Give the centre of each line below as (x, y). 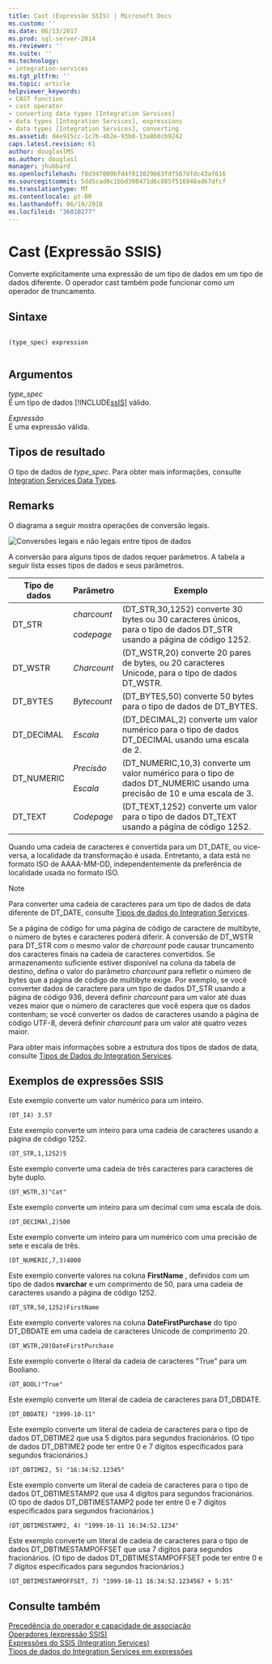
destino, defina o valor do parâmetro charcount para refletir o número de (130, 971)
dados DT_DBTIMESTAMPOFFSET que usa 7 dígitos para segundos (121, 1549)
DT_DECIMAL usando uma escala (185, 739)
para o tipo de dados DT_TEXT (179, 816)
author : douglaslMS (41, 151)
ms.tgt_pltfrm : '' (39, 76)
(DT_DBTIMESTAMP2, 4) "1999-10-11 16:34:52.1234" (94, 1526)
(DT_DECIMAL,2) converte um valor (190, 719)
